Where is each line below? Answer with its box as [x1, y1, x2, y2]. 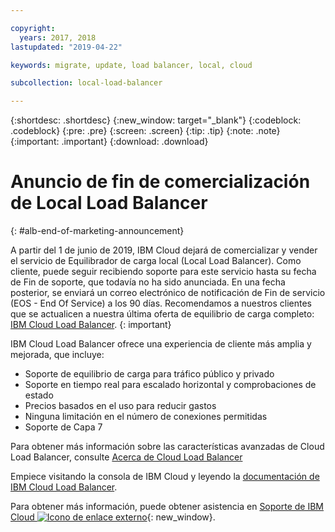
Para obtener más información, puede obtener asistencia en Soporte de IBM [10, 501, 324, 513]
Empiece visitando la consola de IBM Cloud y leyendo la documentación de [10, 471, 320, 483]
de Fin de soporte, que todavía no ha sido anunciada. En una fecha [10, 276, 286, 288]
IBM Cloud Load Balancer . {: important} [10, 319, 172, 331]
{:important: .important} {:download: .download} [10, 136, 209, 148]
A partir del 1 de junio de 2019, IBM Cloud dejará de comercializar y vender [10, 244, 318, 256]
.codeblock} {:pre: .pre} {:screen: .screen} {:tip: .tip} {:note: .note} [10, 125, 281, 137]
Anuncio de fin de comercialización [10, 171, 311, 193]
